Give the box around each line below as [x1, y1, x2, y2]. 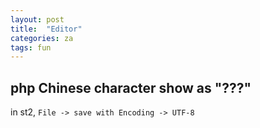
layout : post [10, 14, 65, 25]
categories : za [10, 33, 74, 43]
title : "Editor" [10, 24, 83, 34]
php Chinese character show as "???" [10, 79, 252, 96]
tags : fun [10, 42, 52, 53]
